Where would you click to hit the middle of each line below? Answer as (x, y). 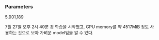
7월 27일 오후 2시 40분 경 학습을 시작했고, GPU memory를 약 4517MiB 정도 (77, 27)
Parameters (19, 7)
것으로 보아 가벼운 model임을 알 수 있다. (56, 33)
